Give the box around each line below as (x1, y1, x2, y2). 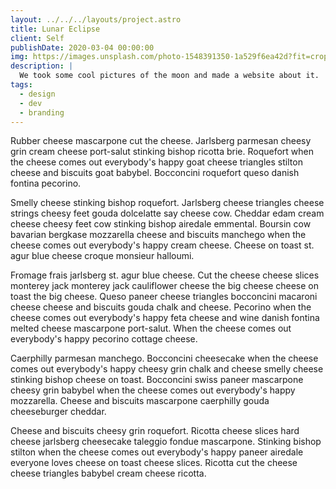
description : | (10, 61, 74, 71)
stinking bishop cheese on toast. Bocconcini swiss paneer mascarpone (10, 374, 304, 386)
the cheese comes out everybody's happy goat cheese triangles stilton (10, 156, 303, 168)
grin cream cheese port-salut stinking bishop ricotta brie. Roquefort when (10, 146, 315, 158)
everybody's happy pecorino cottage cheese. (10, 333, 198, 345)
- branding (19, 107, 65, 118)
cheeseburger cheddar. (10, 406, 107, 418)
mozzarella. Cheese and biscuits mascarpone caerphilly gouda (10, 395, 270, 407)
